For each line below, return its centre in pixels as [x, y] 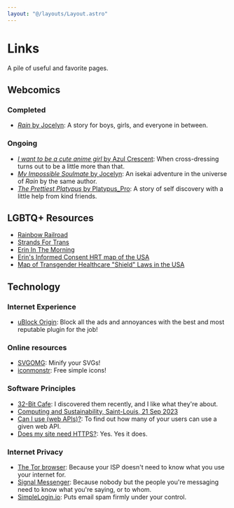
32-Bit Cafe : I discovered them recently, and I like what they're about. [118, 403]
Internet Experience [42, 307]
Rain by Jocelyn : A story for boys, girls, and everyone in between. [112, 125]
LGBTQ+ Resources [51, 218]
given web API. [39, 426]
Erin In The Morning [46, 250]
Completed [27, 109]
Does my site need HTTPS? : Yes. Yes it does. [82, 434]
